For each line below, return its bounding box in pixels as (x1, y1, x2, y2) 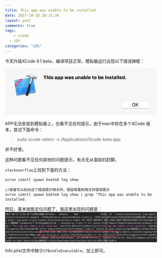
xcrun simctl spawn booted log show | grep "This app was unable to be (5, 192, 152, 197)
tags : (5, 28, 16, 33)
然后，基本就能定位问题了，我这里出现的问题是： (5, 206, 102, 212)
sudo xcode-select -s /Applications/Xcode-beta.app (16, 136, 121, 142)
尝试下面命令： (13, 127, 43, 132)
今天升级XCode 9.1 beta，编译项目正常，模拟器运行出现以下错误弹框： (5, 58, 145, 64)
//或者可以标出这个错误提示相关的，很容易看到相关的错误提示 (5, 187, 110, 192)
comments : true (5, 23, 36, 28)
